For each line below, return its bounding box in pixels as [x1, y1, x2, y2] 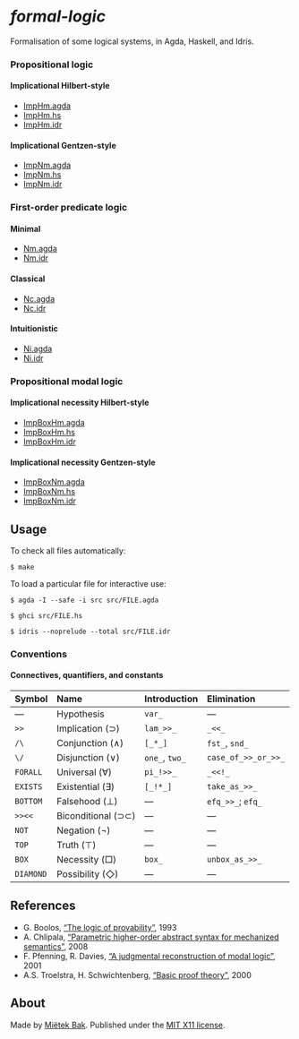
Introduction [143, 692, 199, 705]
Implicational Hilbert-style [10, 81, 110, 91]
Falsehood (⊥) [56, 795, 118, 808]
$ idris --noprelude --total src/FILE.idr [10, 627, 171, 636]
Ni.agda [22, 343, 53, 354]
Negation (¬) [56, 824, 111, 837]
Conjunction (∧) [56, 737, 124, 750]
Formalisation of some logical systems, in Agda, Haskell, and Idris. [10, 36, 254, 47]
